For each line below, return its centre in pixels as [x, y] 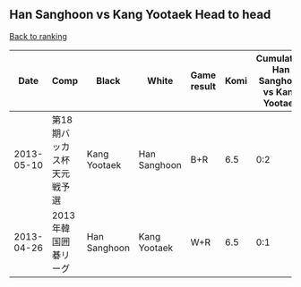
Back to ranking [38, 36]
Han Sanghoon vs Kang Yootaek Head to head [140, 15]
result [203, 86]
